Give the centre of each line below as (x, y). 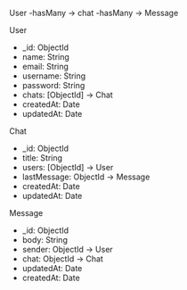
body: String (45, 240)
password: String (53, 85)
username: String (54, 76)
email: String (45, 66)
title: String (42, 158)
